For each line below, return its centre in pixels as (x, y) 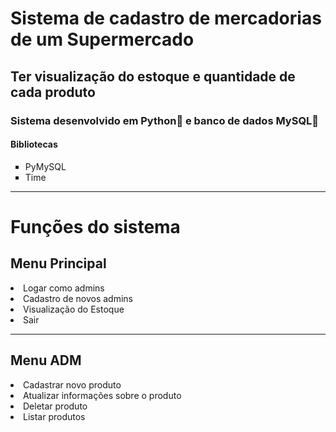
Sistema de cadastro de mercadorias (166, 18)
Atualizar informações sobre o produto (102, 395)
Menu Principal (58, 263)
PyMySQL (45, 166)
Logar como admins (64, 288)
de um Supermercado (102, 39)
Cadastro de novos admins (78, 298)
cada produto (53, 92)
